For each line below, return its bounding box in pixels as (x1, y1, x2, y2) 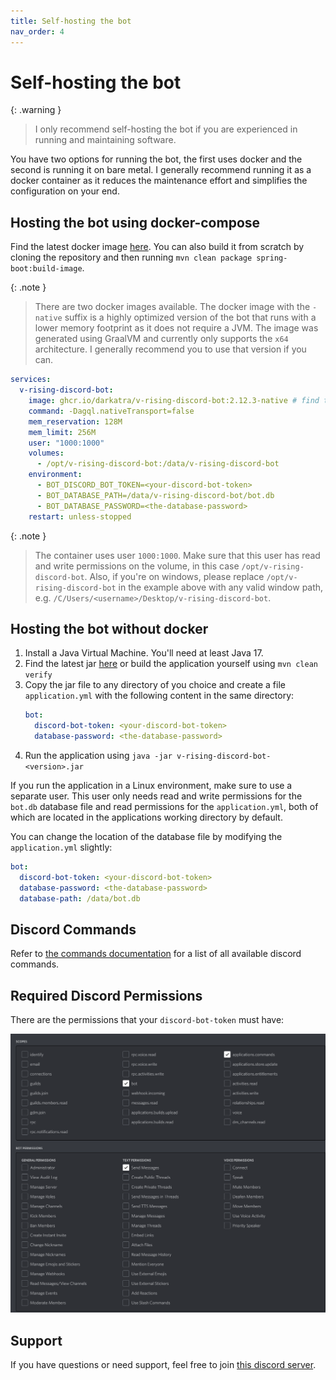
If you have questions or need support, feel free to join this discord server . (10, 1359, 317, 1371)
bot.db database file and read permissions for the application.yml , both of (10, 800, 319, 812)
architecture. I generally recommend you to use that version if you (34, 343, 307, 355)
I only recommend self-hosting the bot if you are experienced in (34, 123, 298, 135)
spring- (256, 253, 288, 264)
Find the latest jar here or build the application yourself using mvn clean (24, 658, 318, 670)
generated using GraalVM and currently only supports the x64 (34, 333, 289, 345)
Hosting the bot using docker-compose (10, 214, 261, 231)
